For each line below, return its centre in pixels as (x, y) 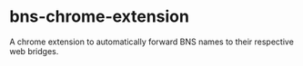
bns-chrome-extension (99, 17)
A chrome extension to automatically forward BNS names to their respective (151, 42)
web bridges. (34, 51)
